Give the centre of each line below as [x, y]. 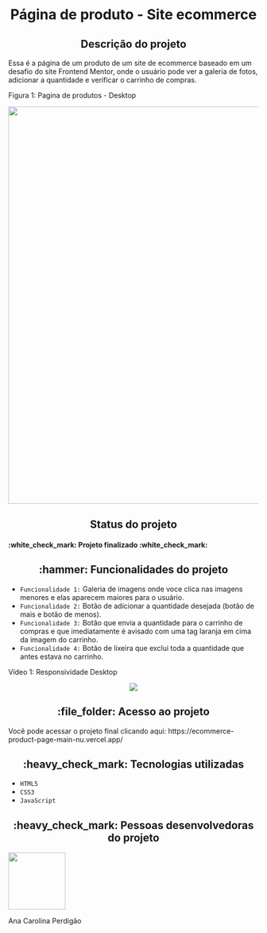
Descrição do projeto [133, 44]
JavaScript [38, 801]
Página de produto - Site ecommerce [133, 15]
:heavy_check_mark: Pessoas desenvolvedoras [133, 825]
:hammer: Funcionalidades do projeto [133, 570]
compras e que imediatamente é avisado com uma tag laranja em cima [135, 631]
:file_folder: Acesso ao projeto [133, 712]
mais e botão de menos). [60, 614]
